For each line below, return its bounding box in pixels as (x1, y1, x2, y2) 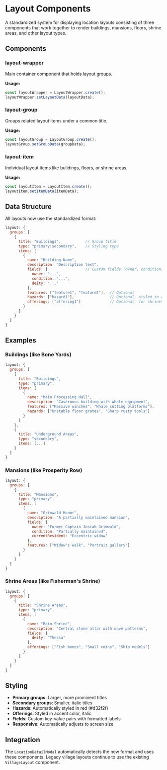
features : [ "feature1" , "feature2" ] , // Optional (27, 290, 135, 295)
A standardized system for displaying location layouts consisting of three (5, 19, 155, 25)
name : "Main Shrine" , (27, 621, 72, 626)
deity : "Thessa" (31, 635, 66, 640)
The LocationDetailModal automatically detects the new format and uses (5, 749, 154, 755)
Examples (5, 336, 36, 344)
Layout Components (5, 3, 91, 14)
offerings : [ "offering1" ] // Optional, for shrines (27, 299, 164, 304)
